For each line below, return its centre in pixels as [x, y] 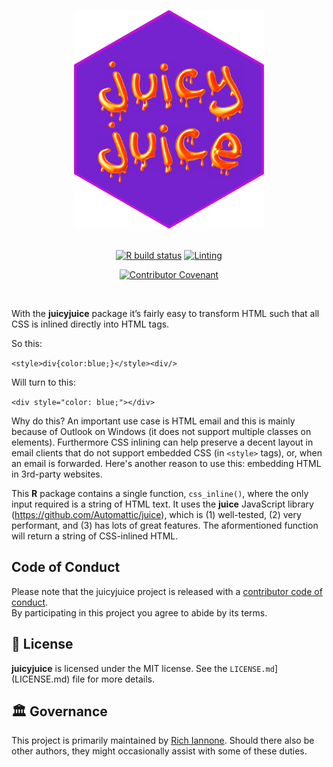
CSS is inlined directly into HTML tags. [90, 324]
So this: [27, 343]
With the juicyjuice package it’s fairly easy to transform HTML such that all [165, 313]
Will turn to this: [43, 382]
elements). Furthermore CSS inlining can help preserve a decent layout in [162, 442]
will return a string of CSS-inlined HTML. [95, 536]
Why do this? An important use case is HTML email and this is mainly [153, 421]
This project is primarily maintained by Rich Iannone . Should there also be [163, 741]
